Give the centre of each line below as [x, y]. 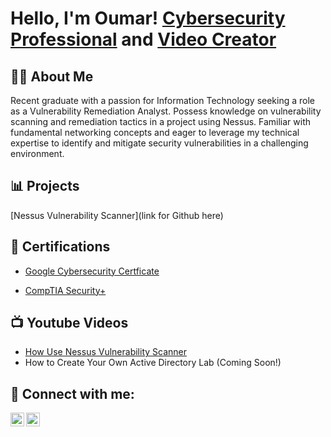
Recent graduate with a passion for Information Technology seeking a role [163, 100]
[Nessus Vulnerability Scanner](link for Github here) [117, 215]
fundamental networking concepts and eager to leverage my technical [155, 132]
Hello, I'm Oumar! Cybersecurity [148, 18]
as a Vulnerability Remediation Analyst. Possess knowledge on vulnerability [166, 111]
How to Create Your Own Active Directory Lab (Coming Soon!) [153, 363]
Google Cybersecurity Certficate [92, 271]
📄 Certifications [60, 247]
